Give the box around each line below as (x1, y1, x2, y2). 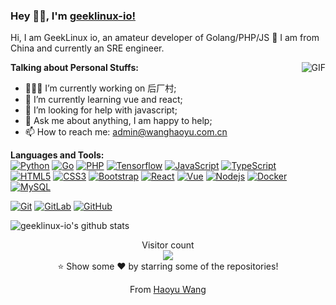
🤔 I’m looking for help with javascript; (24, 104, 178, 116)
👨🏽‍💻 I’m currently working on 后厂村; (24, 82, 177, 94)
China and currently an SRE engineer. (10, 42, 165, 54)
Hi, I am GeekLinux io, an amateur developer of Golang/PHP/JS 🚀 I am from (10, 32, 320, 44)
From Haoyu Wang (129, 284, 207, 296)
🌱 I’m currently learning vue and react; (24, 94, 183, 106)
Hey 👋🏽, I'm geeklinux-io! (10, 9, 136, 23)
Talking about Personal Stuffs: (10, 62, 139, 74)
